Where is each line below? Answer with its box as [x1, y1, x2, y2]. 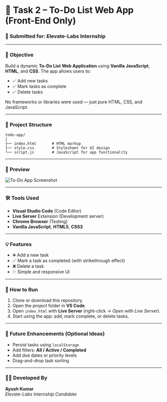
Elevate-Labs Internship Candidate [5, 391, 77, 397]
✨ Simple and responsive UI [12, 268, 70, 275]
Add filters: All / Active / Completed [12, 347, 86, 353]
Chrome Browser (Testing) [12, 218, 68, 224]
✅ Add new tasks [12, 78, 48, 83]
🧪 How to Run [5, 286, 38, 293]
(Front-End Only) [5, 15, 76, 26]
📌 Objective [5, 52, 34, 59]
